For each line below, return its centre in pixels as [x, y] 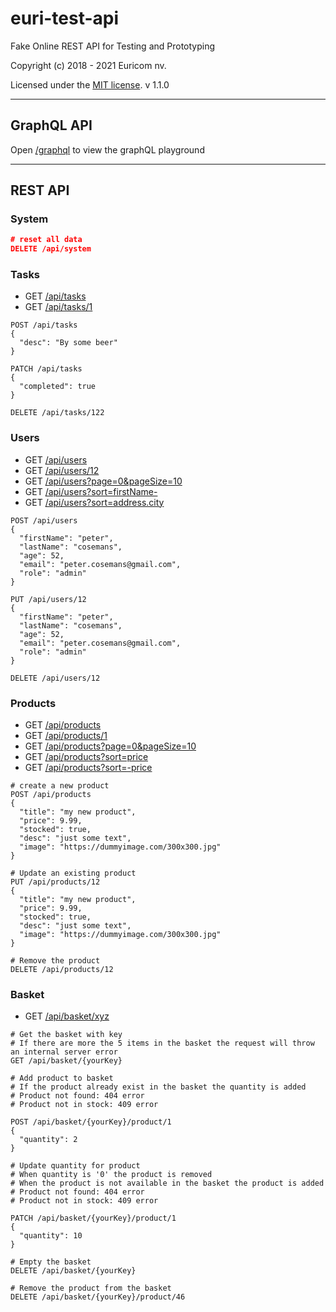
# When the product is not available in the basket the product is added [167, 1183]
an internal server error [64, 1052]
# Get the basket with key [66, 1035]
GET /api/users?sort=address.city [94, 502]
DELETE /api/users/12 [55, 678]
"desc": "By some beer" [68, 343]
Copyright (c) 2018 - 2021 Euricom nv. [88, 65]
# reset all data [46, 240]
